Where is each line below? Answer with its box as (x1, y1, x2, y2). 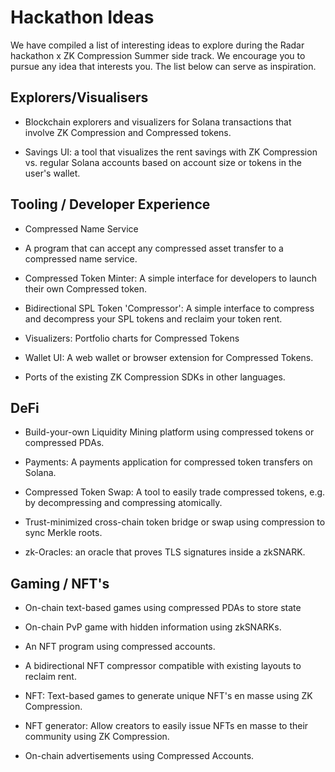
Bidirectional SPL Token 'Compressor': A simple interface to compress (24, 302, 315, 314)
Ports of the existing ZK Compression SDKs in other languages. (24, 371, 286, 383)
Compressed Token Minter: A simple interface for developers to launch (24, 272, 318, 284)
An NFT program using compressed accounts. (24, 641, 216, 653)
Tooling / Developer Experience (10, 196, 211, 213)
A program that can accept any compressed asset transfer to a (24, 242, 284, 254)
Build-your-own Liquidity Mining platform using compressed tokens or (24, 426, 315, 438)
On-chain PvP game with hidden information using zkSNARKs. (24, 621, 282, 633)
